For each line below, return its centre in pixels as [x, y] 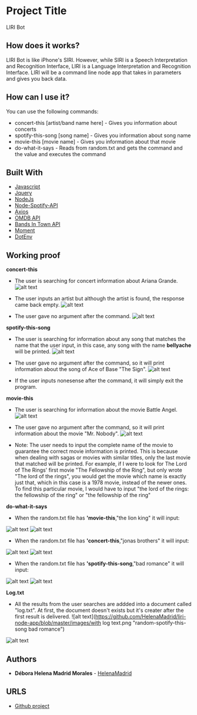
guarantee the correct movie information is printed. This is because [96, 451]
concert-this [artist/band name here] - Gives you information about [96, 123]
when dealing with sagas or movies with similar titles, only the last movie [103, 458]
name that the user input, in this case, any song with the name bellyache [103, 345]
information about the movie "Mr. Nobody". [67, 433]
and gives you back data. [37, 78]
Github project [32, 706]
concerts [25, 129]
